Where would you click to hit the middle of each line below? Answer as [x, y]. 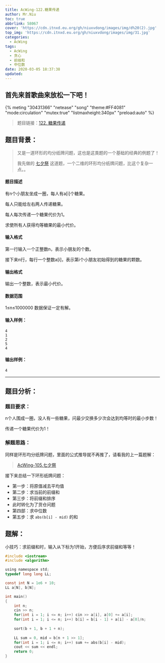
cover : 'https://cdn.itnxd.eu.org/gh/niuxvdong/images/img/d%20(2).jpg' [81, 28]
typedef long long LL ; [28, 574]
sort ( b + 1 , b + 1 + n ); [39, 628]
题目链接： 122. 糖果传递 [41, 123]
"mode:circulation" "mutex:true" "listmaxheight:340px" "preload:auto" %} [80, 113]
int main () [16, 596]
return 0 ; [24, 652]
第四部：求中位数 [29, 510]
